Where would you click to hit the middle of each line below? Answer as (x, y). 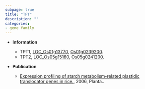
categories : (17, 23)
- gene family (20, 28)
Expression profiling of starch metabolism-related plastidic (80, 76)
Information (25, 42)
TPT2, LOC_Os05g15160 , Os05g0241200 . (62, 57)
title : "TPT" (19, 14)
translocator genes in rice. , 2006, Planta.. (62, 82)
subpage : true (20, 10)
